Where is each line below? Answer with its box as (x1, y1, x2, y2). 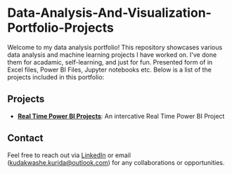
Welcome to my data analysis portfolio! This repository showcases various (7, 43, 223, 51)
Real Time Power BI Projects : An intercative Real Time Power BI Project (17, 112, 225, 120)
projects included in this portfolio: (7, 72, 105, 81)
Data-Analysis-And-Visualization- (7, 5, 212, 21)
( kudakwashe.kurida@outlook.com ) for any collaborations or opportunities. (7, 158, 225, 166)
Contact (7, 132, 44, 145)
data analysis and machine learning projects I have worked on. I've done (7, 51, 217, 59)
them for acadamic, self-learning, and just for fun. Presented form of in (7, 58, 213, 66)
